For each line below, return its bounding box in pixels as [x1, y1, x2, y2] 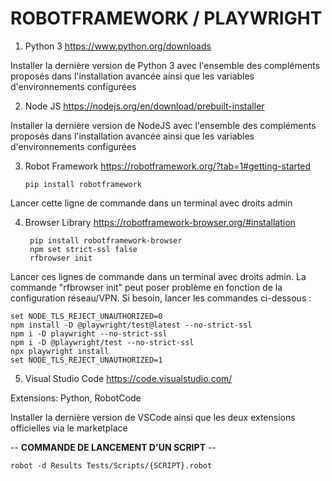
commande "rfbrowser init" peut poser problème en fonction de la [10, 281, 283, 293]
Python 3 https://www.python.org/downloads [24, 40, 212, 52]
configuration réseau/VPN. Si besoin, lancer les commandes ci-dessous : [10, 292, 312, 304]
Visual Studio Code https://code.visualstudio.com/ [24, 372, 233, 384]
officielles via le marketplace [10, 422, 128, 434]
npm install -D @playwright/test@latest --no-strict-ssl [10, 320, 253, 330]
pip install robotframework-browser [29, 235, 183, 246]
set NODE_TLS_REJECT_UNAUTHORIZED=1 [10, 355, 163, 365]
